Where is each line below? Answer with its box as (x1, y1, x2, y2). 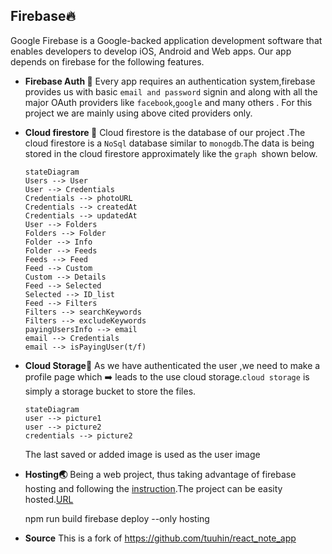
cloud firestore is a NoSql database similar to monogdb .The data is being (24, 137, 315, 149)
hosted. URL (24, 493, 74, 505)
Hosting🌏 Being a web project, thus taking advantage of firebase (24, 468, 297, 480)
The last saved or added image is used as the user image (24, 448, 261, 460)
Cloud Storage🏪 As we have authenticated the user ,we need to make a (24, 359, 321, 371)
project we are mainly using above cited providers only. (24, 107, 253, 119)
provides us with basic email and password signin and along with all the (24, 85, 318, 98)
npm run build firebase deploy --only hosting (24, 512, 210, 524)
